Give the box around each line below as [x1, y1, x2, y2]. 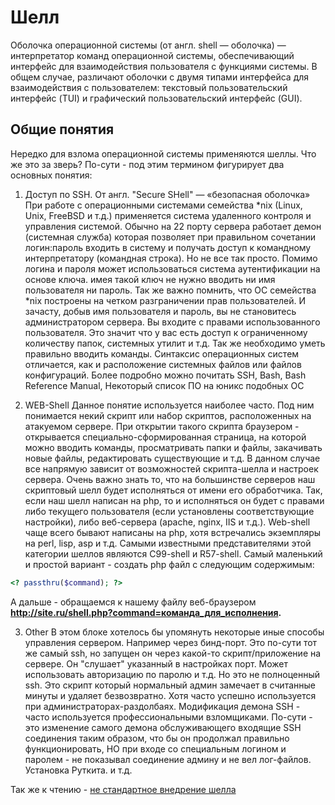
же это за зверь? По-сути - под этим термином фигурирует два [10, 158, 285, 170]
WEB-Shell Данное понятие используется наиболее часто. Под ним [24, 399, 315, 411]
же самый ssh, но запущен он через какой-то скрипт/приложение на [24, 647, 322, 659]
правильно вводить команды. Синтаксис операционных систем [24, 347, 300, 360]
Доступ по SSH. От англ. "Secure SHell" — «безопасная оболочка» [24, 188, 311, 200]
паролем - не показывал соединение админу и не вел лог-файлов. [24, 753, 312, 765]
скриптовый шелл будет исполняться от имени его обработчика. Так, [24, 484, 323, 496]
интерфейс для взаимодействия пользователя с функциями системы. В [10, 60, 318, 72]
